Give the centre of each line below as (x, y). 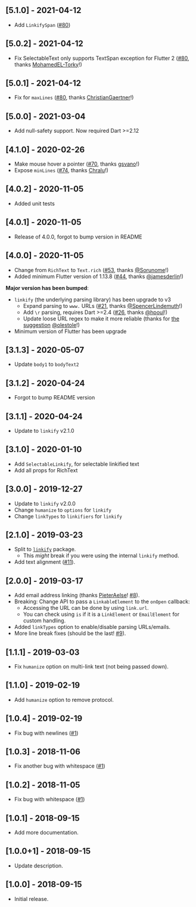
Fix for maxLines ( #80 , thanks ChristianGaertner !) (74, 97)
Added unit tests (34, 203)
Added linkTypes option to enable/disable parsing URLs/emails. (92, 627)
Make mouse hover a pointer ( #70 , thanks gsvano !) (77, 164)
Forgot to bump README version (55, 398)
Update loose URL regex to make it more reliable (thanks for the (101, 318)
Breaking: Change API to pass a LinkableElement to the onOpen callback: (102, 601)
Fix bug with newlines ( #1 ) (46, 733)
